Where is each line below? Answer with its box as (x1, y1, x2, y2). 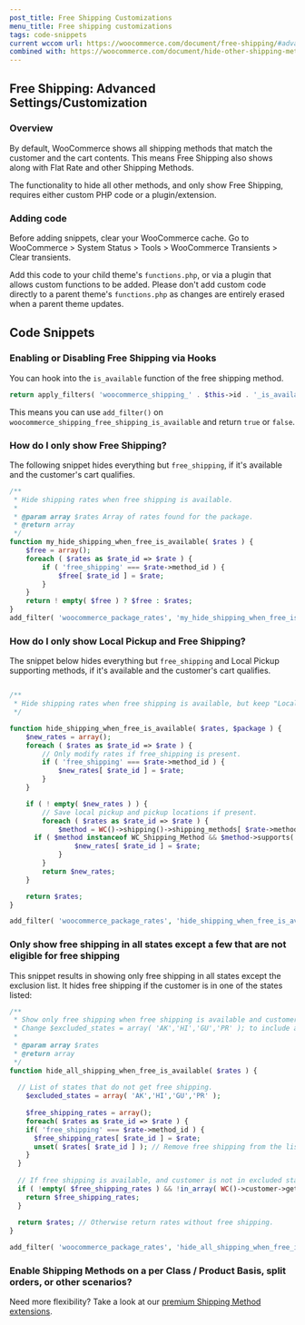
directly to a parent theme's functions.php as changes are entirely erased (9, 289, 285, 300)
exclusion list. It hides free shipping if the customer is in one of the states (9, 980, 283, 991)
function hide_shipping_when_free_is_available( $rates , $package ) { (9, 724, 282, 733)
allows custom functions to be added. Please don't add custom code (9, 279, 266, 291)
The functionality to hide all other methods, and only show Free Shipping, (9, 179, 284, 191)
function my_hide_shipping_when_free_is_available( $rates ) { (9, 538, 254, 547)
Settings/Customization (9, 94, 148, 110)
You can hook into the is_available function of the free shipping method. (9, 372, 284, 383)
